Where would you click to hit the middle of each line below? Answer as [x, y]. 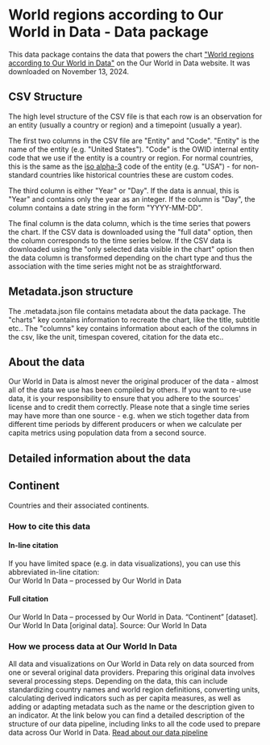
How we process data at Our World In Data [93, 646]
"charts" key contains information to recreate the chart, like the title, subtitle [134, 320]
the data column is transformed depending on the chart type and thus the [130, 257]
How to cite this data [50, 526]
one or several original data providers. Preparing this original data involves [132, 672]
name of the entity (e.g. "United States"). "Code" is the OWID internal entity [134, 149]
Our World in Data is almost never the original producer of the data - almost [134, 382]
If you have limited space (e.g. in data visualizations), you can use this [125, 563]
